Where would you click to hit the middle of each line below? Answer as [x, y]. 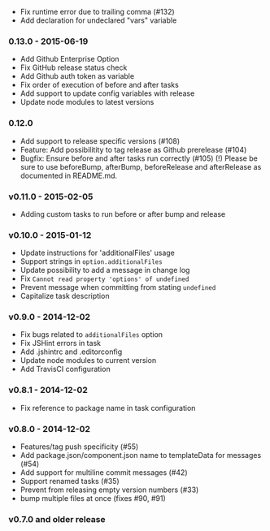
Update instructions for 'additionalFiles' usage [97, 253]
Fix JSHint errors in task [61, 343]
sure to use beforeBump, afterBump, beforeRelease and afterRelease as [141, 166]
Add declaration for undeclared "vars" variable [98, 20]
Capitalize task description [65, 296]
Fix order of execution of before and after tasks [99, 85]
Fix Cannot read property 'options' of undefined [105, 278]
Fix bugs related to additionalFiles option [91, 335]
